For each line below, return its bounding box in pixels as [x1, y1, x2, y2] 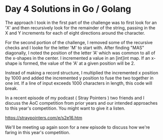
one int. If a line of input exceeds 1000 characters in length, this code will [5, 80, 153, 86]
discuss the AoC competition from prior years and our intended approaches [5, 100, 158, 106]
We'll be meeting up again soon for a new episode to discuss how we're [5, 124, 150, 130]
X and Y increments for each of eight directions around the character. [5, 30, 145, 36]
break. [5, 85, 18, 91]
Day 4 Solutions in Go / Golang [5, 3, 131, 15]
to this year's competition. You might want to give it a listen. [5, 105, 126, 111]
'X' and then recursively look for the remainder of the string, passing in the [5, 24, 156, 30]
